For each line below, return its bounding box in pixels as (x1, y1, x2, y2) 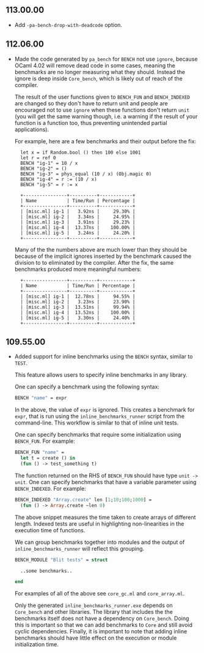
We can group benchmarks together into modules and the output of (14, 538, 185, 546)
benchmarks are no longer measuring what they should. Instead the (14, 68, 186, 75)
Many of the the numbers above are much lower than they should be (14, 246, 188, 253)
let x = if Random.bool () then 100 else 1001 (20, 149, 141, 156)
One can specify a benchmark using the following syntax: (14, 383, 160, 391)
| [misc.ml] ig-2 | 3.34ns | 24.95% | (20, 214, 136, 220)
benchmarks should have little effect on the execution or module (14, 634, 177, 642)
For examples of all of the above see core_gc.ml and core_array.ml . (14, 590, 184, 597)
